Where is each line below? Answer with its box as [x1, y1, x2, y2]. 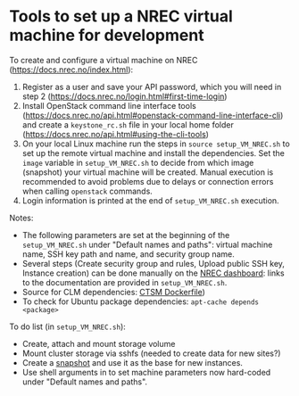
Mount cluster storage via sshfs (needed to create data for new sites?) [21, 348, 281, 359]
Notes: [9, 212, 34, 223]
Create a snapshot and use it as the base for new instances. [21, 357, 244, 367]
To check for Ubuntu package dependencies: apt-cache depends [21, 296, 259, 307]
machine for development [9, 25, 204, 45]
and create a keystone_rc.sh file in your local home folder [21, 119, 235, 130]
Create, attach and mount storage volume [21, 338, 176, 349]
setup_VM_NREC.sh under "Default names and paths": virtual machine [21, 239, 273, 250]
